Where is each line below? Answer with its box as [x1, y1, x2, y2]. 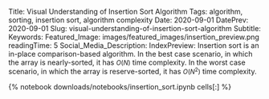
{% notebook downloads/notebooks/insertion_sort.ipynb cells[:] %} [8, 82, 232, 92]
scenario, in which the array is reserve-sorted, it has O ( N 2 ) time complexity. [8, 66, 257, 77]
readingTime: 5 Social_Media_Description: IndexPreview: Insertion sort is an [8, 41, 259, 50]
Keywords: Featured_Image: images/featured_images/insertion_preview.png [8, 32, 259, 42]
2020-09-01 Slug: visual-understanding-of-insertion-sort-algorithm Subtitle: [8, 24, 261, 33]
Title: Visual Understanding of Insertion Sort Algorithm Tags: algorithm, [8, 7, 243, 16]
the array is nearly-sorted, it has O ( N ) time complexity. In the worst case [8, 57, 247, 67]
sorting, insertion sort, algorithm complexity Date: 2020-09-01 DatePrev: [8, 15, 249, 25]
